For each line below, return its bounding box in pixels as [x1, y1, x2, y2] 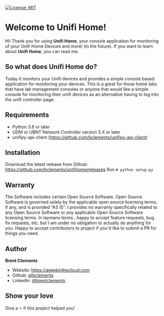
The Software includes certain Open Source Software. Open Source [5, 194, 142, 200]
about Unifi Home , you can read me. [5, 48, 79, 54]
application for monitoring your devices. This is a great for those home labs [5, 81, 157, 87]
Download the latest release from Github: [5, 161, 88, 167]
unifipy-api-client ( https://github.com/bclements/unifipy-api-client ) [12, 134, 148, 140]
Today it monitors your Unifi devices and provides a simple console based [5, 76, 155, 81]
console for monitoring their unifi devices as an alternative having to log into [5, 91, 159, 97]
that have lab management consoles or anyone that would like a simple [5, 86, 149, 92]
